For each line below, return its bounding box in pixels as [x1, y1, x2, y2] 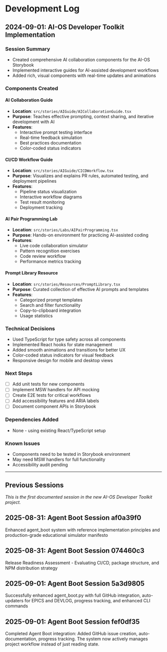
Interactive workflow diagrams [19, 194, 83, 200]
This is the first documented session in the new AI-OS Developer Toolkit [5, 494, 153, 500]
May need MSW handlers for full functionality [12, 456, 105, 462]
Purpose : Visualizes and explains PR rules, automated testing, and [12, 173, 149, 179]
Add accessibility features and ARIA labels [12, 398, 99, 404]
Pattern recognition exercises [19, 248, 81, 254]
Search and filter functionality [19, 302, 81, 308]
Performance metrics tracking [19, 259, 82, 265]
